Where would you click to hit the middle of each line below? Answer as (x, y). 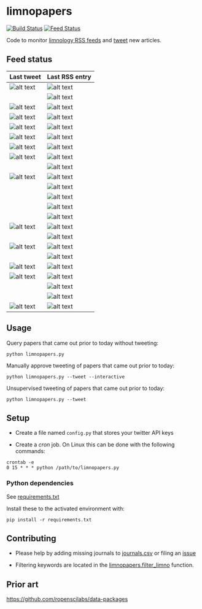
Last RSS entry (69, 77)
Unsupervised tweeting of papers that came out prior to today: (85, 388)
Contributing (31, 539)
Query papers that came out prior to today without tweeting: (82, 343)
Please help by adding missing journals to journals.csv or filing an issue (106, 553)
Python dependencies (40, 483)
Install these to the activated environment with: (65, 508)
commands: (30, 451)
